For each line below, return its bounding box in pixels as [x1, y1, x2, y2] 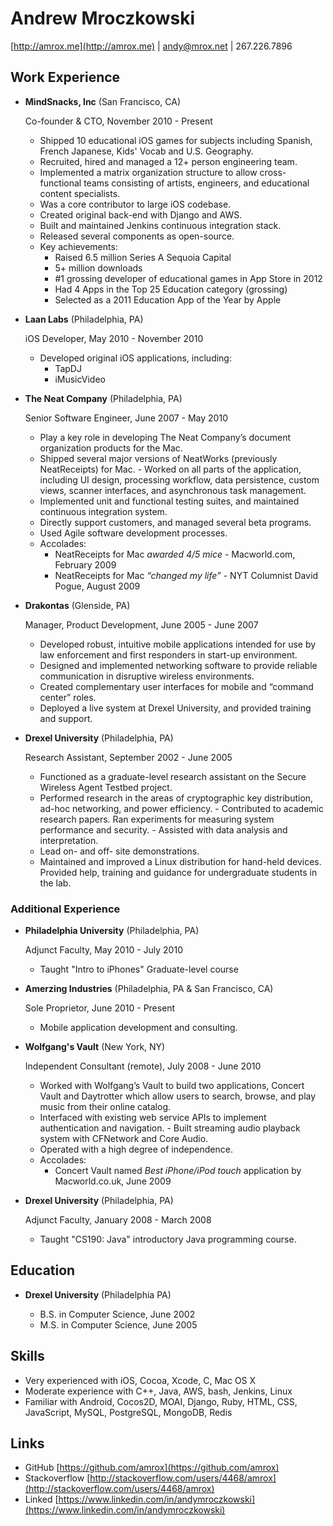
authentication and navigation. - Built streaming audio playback [39, 1122, 301, 1134]
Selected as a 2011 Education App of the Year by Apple [54, 293, 282, 306]
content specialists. [39, 187, 121, 199]
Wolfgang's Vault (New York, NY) [24, 1041, 166, 1053]
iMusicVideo [54, 373, 106, 385]
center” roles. [39, 691, 97, 703]
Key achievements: [39, 240, 118, 252]
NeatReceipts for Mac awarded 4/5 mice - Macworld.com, [54, 548, 296, 560]
